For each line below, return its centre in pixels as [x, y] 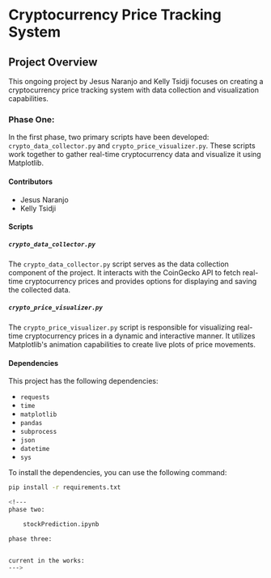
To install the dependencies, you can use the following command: [118, 473]
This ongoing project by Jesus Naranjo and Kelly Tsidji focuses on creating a [136, 81]
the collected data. [40, 290]
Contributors [31, 181]
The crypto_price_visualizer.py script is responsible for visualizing [122, 327]
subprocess [38, 432]
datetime [35, 449]
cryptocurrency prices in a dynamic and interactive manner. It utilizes [140, 336]
